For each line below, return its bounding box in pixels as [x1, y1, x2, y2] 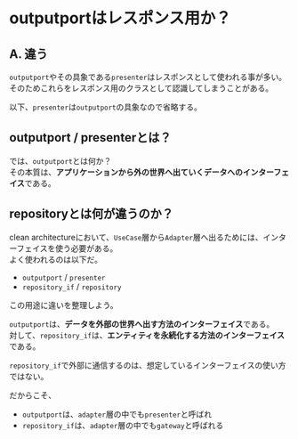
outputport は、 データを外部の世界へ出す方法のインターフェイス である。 [9, 318, 275, 329]
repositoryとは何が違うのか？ [9, 207, 174, 222]
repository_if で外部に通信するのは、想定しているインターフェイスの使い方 [9, 360, 286, 370]
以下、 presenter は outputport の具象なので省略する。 [9, 102, 203, 112]
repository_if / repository [21, 281, 122, 292]
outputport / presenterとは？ [9, 130, 172, 145]
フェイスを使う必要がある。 [16, 242, 118, 254]
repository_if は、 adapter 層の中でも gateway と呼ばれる [21, 419, 224, 430]
